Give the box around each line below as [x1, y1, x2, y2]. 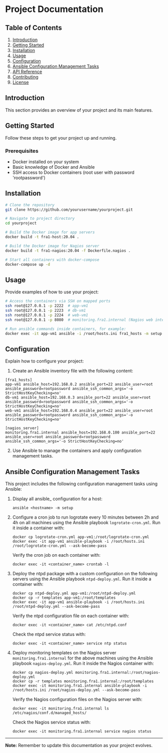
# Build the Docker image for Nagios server [5, 243, 99, 248]
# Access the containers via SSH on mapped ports [5, 299, 111, 304]
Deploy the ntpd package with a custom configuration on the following [12, 571, 157, 577]
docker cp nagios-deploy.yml [12, 670, 73, 675]
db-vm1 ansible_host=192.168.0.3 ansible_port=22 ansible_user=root [5, 395, 151, 400]
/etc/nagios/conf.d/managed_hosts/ [12, 710, 87, 715]
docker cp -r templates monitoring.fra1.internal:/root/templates [12, 679, 154, 684]
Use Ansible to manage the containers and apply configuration [12, 448, 141, 454]
